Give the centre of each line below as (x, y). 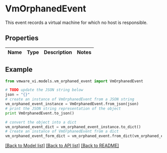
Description (58, 52)
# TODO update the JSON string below (44, 90)
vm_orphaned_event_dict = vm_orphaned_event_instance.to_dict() (73, 127)
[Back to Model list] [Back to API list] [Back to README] (62, 146)
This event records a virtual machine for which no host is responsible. (77, 22)
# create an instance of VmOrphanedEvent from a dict (62, 132)
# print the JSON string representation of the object (63, 108)
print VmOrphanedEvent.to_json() (40, 113)
